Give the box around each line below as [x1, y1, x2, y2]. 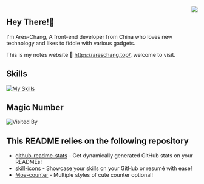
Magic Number [6, 102, 64, 113]
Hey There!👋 [6, 17, 55, 27]
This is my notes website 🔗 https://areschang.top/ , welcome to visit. [6, 51, 176, 58]
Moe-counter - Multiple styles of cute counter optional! [15, 171, 154, 179]
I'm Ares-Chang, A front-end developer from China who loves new [6, 33, 173, 40]
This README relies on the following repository [6, 136, 189, 146]
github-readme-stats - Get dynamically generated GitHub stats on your [15, 152, 193, 159]
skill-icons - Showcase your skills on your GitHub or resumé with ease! [15, 165, 192, 172]
